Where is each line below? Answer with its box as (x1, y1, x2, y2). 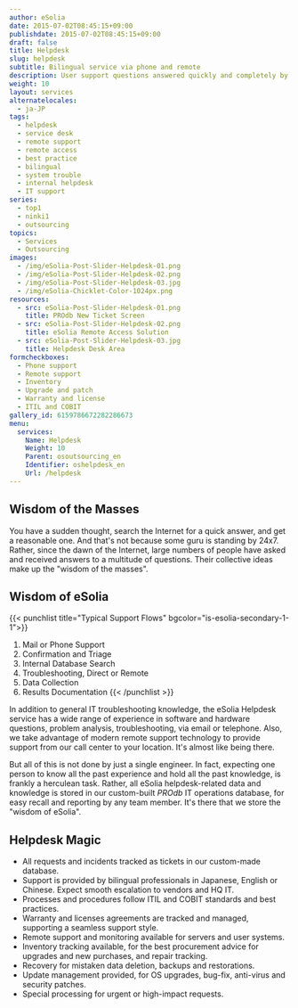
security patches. (21, 979, 86, 990)
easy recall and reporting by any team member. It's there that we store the (9, 797, 281, 807)
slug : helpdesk (9, 54, 66, 63)
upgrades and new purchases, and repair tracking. (21, 951, 208, 962)
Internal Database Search (21, 659, 116, 669)
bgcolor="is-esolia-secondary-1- (168, 612, 290, 624)
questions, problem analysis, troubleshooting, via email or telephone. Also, (9, 723, 283, 733)
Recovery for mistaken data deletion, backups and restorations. (21, 960, 255, 971)
